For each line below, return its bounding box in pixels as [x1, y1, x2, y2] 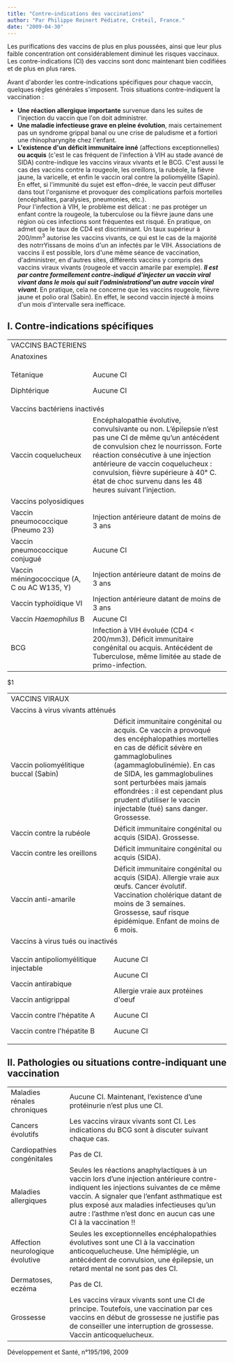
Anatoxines [10, 352, 47, 361]
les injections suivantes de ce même [102, 1182, 221, 1192]
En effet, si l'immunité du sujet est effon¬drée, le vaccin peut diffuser [17, 181, 216, 189]
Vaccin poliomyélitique [10, 760, 85, 769]
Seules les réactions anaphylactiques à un [69, 1165, 208, 1175]
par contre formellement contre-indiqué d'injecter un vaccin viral [17, 271, 211, 279]
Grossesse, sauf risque [114, 908, 189, 917]
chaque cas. [69, 1134, 110, 1143]
